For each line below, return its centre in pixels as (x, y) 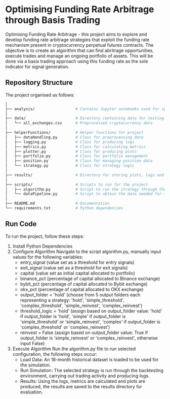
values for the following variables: (48, 257)
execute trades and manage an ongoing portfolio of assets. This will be (79, 56)
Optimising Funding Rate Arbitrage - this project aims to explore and (76, 34)
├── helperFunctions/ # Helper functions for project (74, 133)
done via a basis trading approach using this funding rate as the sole (77, 61)
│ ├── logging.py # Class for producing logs (70, 142)
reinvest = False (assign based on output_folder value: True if (84, 332)
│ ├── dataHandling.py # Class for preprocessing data (74, 137)
